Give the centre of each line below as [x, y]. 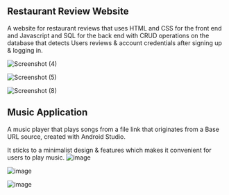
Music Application [48, 113]
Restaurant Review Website [68, 11]
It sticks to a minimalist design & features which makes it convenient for [109, 150]
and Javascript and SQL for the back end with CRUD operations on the [108, 35]
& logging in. [25, 50]
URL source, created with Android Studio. [67, 136]
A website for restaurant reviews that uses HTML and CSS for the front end [114, 28]
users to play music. [36, 157]
